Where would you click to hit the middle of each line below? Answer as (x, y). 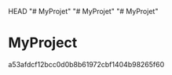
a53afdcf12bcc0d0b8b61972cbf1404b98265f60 (86, 64)
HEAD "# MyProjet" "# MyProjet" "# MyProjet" (83, 11)
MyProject (43, 43)
